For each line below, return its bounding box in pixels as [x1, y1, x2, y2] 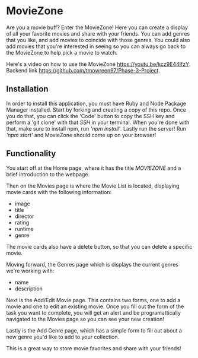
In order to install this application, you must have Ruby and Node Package [6, 100, 187, 107]
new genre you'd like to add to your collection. [6, 333, 120, 340]
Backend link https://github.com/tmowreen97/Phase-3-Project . [6, 66, 160, 74]
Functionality [6, 148, 56, 159]
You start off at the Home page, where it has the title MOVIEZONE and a [6, 164, 181, 172]
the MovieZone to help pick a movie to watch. [6, 49, 117, 56]
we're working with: [6, 267, 55, 274]
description [14, 285, 43, 292]
